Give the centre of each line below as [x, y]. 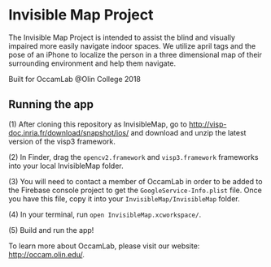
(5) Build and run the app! [51, 230]
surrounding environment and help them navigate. [92, 63]
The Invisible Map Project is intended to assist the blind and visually [122, 37]
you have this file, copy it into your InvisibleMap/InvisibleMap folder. [124, 198]
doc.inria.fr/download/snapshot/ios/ [69, 132]
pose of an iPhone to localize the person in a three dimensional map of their [135, 54]
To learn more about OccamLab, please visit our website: [104, 246]
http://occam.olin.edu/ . [47, 254]
